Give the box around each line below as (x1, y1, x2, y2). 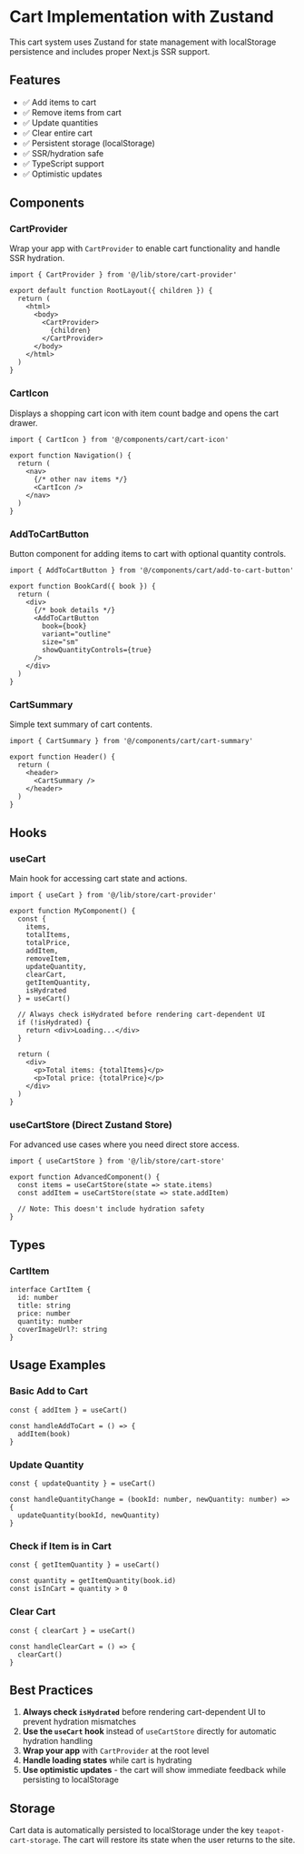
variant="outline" (42, 630, 112, 639)
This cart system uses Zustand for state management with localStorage (9, 36, 277, 47)
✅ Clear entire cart (22, 127, 93, 138)
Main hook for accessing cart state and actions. (9, 873, 188, 884)
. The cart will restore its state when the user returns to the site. (57, 1835, 296, 1846)
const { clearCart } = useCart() (9, 1626, 136, 1635)
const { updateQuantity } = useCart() (9, 1478, 156, 1488)
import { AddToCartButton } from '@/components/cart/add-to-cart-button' (9, 566, 295, 575)
